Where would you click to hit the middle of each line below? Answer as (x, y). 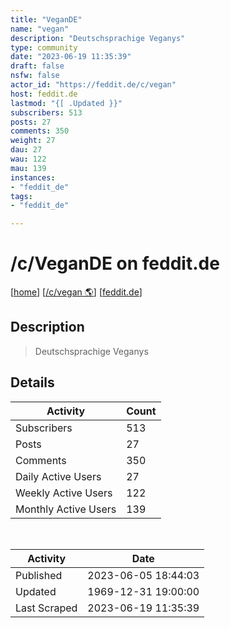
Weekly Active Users (64, 493)
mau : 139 (28, 168)
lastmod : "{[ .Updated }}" (66, 103)
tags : (21, 196)
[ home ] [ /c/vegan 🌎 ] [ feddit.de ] (76, 292)
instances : (33, 177)
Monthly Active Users (66, 509)
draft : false (37, 66)
